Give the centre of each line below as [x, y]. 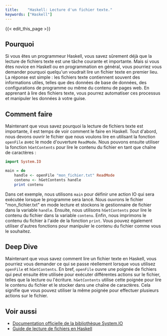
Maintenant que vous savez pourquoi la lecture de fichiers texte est [74, 126]
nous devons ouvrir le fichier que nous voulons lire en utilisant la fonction [80, 137]
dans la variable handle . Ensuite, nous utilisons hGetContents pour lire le [79, 210]
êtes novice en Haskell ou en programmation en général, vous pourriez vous [83, 67]
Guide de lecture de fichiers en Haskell [52, 329]
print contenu [29, 185]
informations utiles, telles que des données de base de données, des [76, 83]
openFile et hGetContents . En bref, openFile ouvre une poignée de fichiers [81, 269]
